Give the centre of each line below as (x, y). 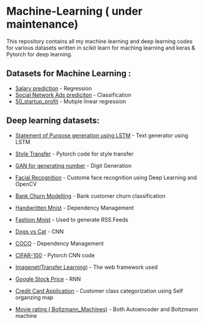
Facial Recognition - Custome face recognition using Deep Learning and (106, 177)
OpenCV (26, 184)
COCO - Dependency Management (59, 243)
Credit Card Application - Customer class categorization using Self (99, 291)
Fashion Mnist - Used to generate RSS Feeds (71, 219)
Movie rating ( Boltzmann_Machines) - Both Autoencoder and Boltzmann (107, 309)
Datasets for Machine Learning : (69, 74)
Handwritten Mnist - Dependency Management (75, 208)
